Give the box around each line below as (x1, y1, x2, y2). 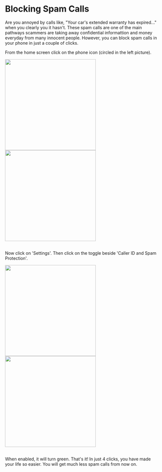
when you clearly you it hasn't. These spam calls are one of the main (5, 24, 142, 30)
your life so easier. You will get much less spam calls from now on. (5, 461, 137, 467)
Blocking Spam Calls (5, 3, 89, 15)
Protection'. (5, 255, 28, 261)
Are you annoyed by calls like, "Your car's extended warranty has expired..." (5, 19, 157, 25)
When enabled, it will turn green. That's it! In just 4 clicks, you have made (5, 456, 151, 462)
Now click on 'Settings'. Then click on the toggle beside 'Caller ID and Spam (5, 250, 157, 256)
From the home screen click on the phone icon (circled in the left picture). (5, 49, 151, 55)
